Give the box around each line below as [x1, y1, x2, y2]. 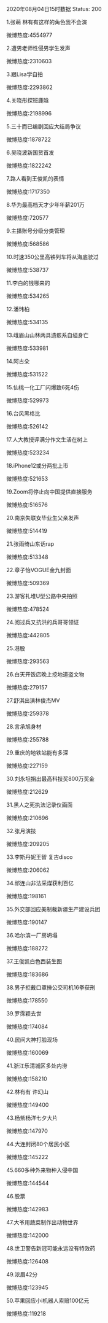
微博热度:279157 [6, 684, 48, 691]
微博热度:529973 [6, 397, 49, 404]
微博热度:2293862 [6, 83, 53, 91]
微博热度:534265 [6, 292, 50, 300]
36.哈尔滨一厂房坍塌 [6, 932, 58, 939]
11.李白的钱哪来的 [6, 279, 50, 287]
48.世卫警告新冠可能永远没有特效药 [6, 1245, 96, 1252]
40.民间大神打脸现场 [6, 1036, 58, 1043]
